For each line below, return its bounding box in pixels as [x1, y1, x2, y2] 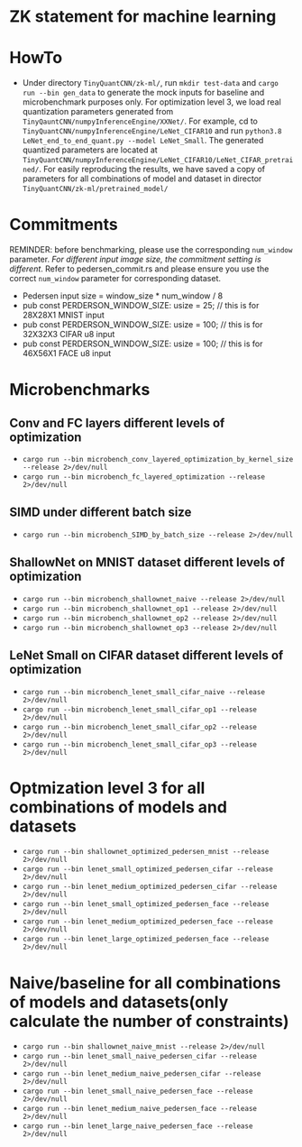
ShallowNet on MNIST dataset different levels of [9, 555, 286, 570]
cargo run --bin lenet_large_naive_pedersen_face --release [22, 1122, 253, 1131]
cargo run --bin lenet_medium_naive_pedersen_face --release [22, 1105, 258, 1114]
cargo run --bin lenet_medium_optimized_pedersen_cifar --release [22, 882, 278, 892]
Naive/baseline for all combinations [9, 972, 281, 993]
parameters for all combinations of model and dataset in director [22, 173, 262, 184]
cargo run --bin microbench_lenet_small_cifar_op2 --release [22, 722, 258, 731]
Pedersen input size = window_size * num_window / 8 [22, 290, 224, 301]
